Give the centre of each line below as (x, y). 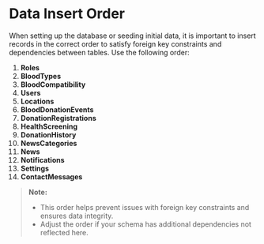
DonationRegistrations (58, 118)
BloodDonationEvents (57, 109)
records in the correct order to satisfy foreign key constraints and (115, 43)
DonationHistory (48, 134)
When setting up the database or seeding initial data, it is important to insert (132, 36)
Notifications (43, 160)
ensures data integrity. (77, 216)
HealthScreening (49, 126)
